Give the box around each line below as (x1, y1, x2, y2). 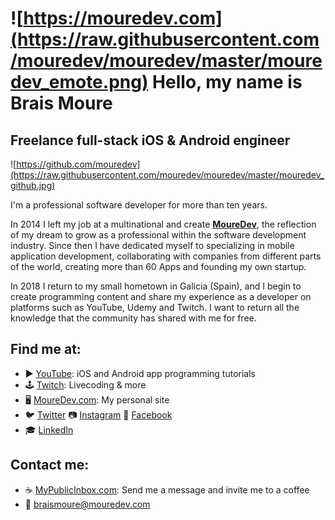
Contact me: (10, 457, 90, 474)
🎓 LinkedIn (24, 423, 74, 436)
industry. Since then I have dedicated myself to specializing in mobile (10, 240, 295, 251)
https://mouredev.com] (23, 7, 223, 30)
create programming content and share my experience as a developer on (10, 291, 312, 302)
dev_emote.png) (10, 71, 149, 94)
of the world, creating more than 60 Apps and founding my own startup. (10, 261, 307, 272)
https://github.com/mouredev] (16, 158, 141, 170)
